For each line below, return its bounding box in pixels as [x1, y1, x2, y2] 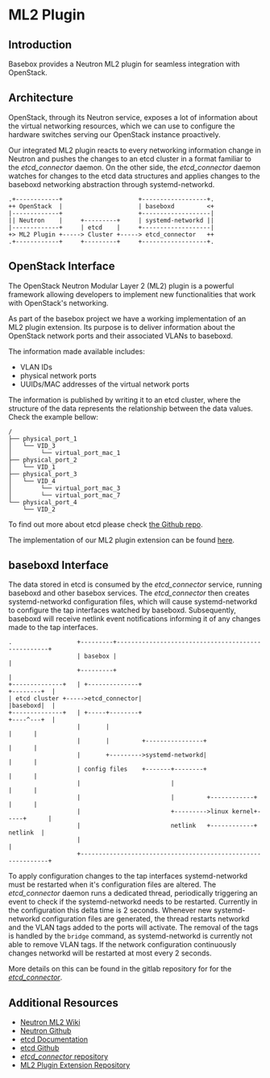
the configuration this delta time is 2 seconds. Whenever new [8, 905, 212, 915]
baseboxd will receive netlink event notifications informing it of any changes [8, 614, 261, 624]
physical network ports [19, 370, 97, 380]
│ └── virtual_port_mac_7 [8, 491, 121, 499]
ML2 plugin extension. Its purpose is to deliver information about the [8, 322, 235, 332]
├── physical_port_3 [8, 470, 78, 478]
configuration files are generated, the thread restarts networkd [41, 914, 250, 924]
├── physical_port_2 [8, 456, 78, 464]
